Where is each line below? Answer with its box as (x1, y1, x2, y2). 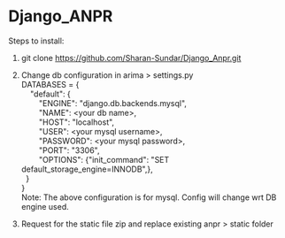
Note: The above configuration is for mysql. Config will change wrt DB (20, 192, 277, 203)
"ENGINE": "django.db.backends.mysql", (38, 97, 188, 108)
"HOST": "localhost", (38, 117, 115, 127)
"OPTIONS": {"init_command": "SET (38, 154, 170, 165)
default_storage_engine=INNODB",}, (20, 164, 154, 174)
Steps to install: (8, 35, 65, 46)
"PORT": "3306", (38, 144, 100, 156)
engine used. (20, 201, 70, 211)
